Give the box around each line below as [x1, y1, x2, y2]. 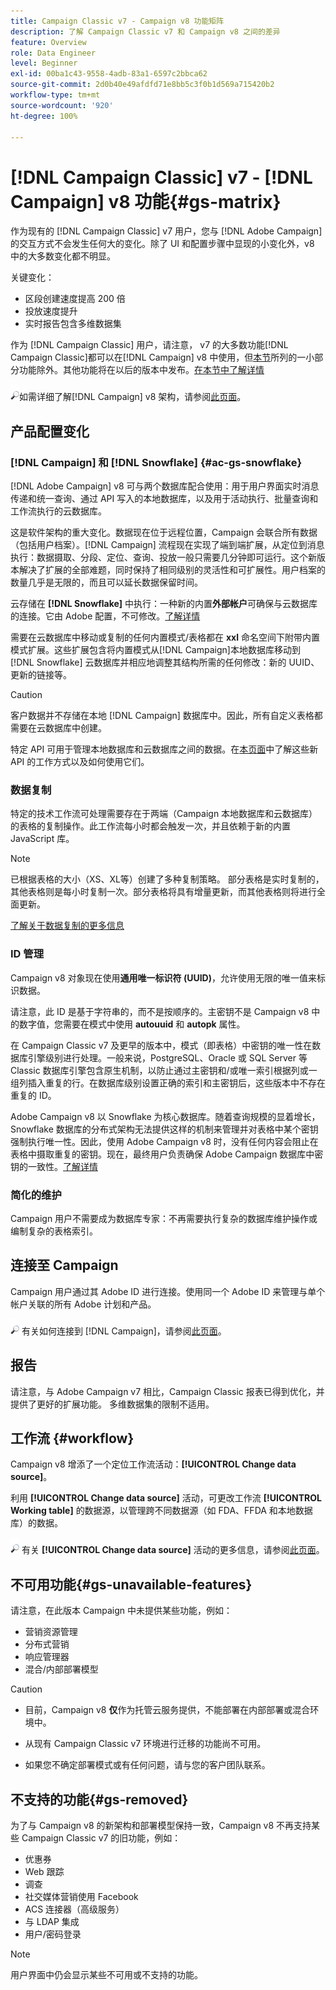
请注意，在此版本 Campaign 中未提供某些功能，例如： [10, 1605, 233, 1617]
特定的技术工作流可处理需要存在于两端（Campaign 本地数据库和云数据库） [10, 808, 318, 820]
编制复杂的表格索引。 [10, 1225, 98, 1237]
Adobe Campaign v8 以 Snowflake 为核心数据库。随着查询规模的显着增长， [10, 1110, 321, 1122]
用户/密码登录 [24, 1928, 82, 1940]
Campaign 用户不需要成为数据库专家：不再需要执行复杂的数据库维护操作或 [10, 1212, 318, 1224]
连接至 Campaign [10, 1257, 119, 1274]
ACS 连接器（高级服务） [24, 1903, 125, 1915]
